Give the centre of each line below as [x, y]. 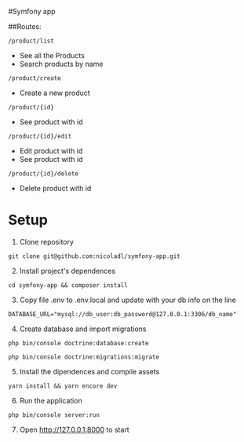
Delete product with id [55, 188]
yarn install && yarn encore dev [63, 386]
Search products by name [61, 64]
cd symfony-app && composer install [68, 285]
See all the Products [52, 55]
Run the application [51, 400]
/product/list [31, 41]
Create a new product [55, 93]
